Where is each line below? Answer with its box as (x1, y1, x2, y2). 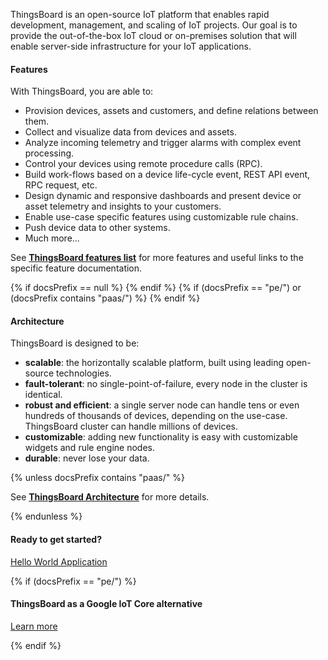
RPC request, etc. (24, 179, 98, 191)
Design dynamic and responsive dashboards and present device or (24, 190, 302, 202)
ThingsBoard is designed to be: (10, 337, 140, 349)
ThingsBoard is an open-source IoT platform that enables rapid (10, 9, 270, 20)
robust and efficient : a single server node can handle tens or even (24, 399, 300, 411)
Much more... (24, 232, 80, 244)
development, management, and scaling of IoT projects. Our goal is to (10, 19, 298, 31)
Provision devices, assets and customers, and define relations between (24, 105, 319, 117)
